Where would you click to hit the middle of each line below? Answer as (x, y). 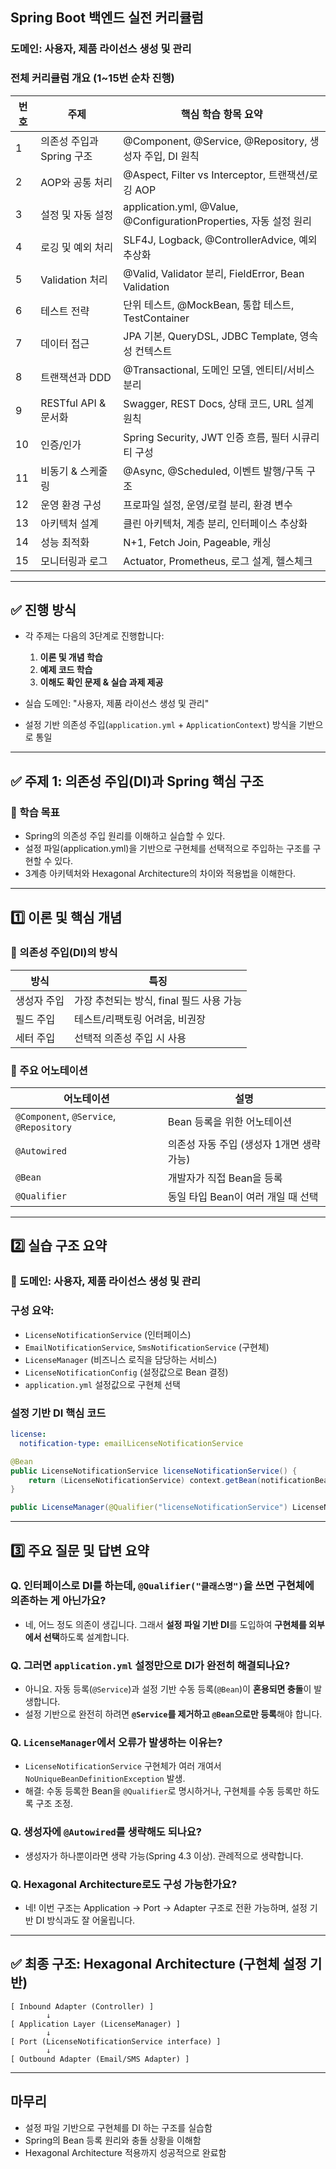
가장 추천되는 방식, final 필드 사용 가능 (158, 1000)
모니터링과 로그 (74, 561)
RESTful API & (73, 403)
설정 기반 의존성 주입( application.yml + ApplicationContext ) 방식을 (160, 725)
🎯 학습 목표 (35, 812)
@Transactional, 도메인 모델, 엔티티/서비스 (219, 370)
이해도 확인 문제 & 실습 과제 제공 (101, 682)
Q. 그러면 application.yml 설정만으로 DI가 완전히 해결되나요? (150, 1665)
